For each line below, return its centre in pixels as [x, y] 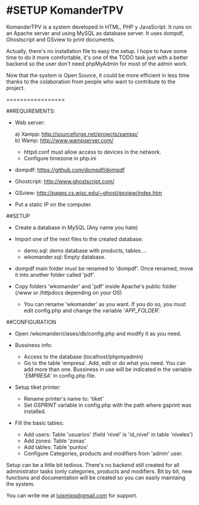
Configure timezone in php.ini [60, 158]
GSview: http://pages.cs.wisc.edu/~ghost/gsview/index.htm [88, 193]
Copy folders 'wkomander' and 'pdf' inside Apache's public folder [96, 286]
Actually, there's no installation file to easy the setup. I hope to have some [97, 51]
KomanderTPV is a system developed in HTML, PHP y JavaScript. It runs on [99, 27]
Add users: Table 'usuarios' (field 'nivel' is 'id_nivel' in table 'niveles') [108, 434]
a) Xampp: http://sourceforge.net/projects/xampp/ [76, 134]
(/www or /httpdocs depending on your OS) [68, 292]
